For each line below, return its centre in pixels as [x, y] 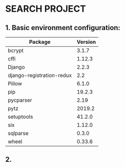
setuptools [20, 117]
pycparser [20, 100]
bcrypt [16, 50]
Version [86, 42]
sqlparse [18, 133]
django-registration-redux [40, 75]
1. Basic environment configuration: [63, 28]
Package [40, 42]
